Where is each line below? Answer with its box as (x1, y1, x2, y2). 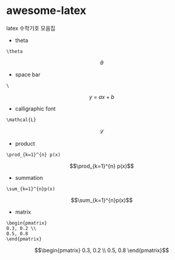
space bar (15, 70, 41, 78)
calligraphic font (15, 104, 56, 112)
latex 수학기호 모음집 (6, 24, 56, 32)
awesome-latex (6, 4, 87, 18)
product (15, 140, 35, 147)
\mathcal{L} (6, 117, 36, 123)
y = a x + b (88, 93, 115, 100)
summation (15, 174, 44, 181)
